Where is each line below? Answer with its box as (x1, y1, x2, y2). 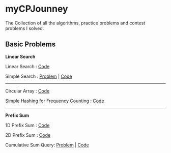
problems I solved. (5, 25, 44, 31)
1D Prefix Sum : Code (5, 122, 50, 128)
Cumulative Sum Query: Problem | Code (5, 142, 89, 148)
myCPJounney (5, 3, 68, 15)
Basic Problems (5, 40, 56, 49)
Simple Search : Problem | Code (5, 73, 72, 79)
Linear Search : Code (5, 63, 50, 69)
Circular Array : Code (5, 87, 50, 94)
